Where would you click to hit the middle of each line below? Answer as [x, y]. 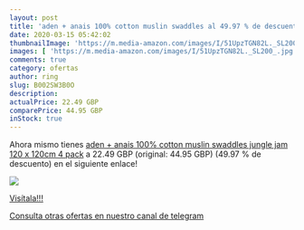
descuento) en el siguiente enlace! [74, 164]
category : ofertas [44, 69]
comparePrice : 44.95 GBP [56, 110]
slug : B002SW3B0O [42, 85]
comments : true [38, 60]
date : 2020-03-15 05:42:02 [60, 34]
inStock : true [36, 119]
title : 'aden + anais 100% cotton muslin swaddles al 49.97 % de [135, 26]
